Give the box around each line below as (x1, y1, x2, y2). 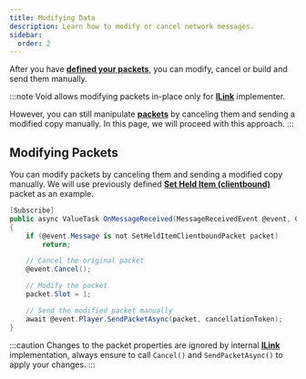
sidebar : (9, 30, 43, 39)
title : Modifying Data (9, 13, 96, 23)
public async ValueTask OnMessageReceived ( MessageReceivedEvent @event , (9, 214, 291, 223)
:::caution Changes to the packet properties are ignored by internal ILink (9, 339, 280, 351)
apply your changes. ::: (9, 359, 96, 370)
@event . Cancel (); (25, 265, 92, 274)
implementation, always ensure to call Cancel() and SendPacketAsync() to (9, 349, 284, 360)
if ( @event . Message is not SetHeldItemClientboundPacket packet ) (25, 231, 280, 241)
